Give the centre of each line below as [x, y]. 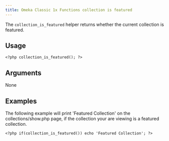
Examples [21, 101]
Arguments [24, 73]
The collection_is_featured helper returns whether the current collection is [85, 24]
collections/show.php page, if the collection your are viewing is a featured [82, 119]
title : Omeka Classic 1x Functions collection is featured [69, 10]
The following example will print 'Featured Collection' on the [68, 113]
